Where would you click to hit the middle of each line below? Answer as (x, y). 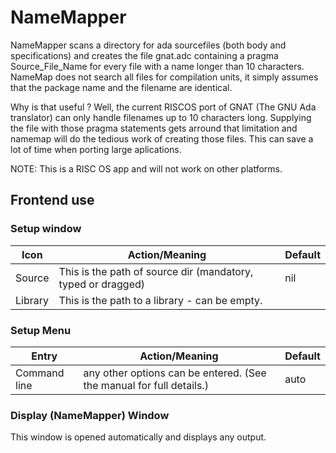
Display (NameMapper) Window (90, 415)
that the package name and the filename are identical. (121, 87)
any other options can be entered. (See (175, 373)
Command (40, 373)
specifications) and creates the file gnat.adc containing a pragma (144, 55)
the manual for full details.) (146, 385)
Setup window (46, 229)
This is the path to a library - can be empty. (160, 300)
